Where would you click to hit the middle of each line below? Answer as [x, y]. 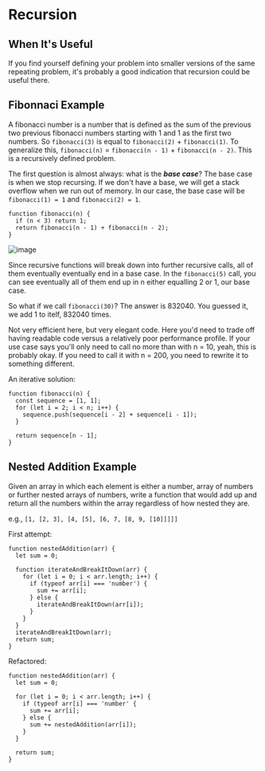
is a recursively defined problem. [62, 158]
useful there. [29, 80]
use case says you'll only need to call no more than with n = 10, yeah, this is [132, 346]
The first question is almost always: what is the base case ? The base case [131, 174]
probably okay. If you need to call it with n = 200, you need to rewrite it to [129, 355]
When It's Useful [51, 44]
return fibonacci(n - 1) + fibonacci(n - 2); [92, 228]
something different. [41, 364]
